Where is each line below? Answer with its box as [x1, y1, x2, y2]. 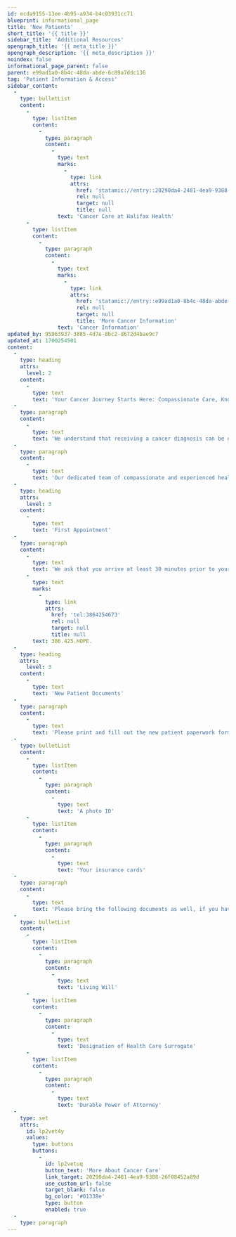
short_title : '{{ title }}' [7, 30, 90, 37]
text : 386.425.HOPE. [32, 637, 93, 645]
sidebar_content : [7, 82, 58, 89]
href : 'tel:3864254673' [51, 611, 121, 618]
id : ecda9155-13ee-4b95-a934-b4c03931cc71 [7, 10, 133, 18]
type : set [20, 1115, 49, 1122]
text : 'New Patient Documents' [32, 689, 124, 697]
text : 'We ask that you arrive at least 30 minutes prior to [32, 566, 216, 573]
